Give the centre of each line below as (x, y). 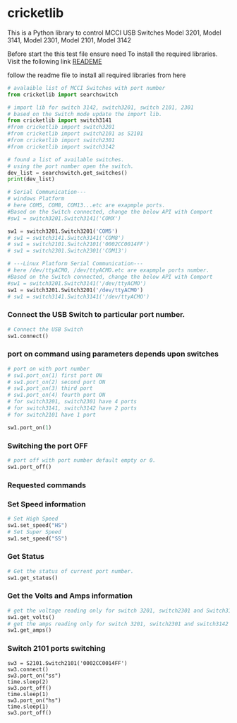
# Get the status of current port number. (71, 571)
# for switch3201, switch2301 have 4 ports (72, 402)
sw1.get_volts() (31, 617)
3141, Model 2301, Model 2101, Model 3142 (69, 40)
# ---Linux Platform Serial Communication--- (75, 264)
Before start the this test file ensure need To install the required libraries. (113, 54)
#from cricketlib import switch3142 (61, 146)
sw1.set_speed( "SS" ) (38, 538)
